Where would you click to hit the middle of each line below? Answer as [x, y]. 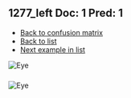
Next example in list [53, 49]
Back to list [38, 41]
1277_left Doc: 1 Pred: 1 [65, 13]
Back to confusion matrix [61, 32]
